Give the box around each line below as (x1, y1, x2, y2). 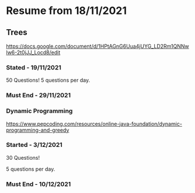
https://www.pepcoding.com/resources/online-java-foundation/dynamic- (6, 120, 183, 127)
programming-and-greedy (6, 127, 69, 134)
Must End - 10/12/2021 (6, 180, 71, 188)
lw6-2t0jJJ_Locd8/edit (6, 49, 61, 56)
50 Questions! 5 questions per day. (6, 77, 90, 84)
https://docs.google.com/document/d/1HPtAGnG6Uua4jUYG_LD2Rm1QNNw (6, 43, 189, 50)
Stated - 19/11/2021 (6, 63, 61, 71)
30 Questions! (6, 154, 40, 161)
